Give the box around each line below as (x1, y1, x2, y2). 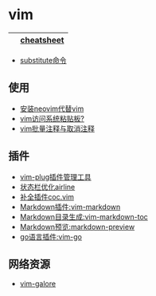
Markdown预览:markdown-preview (19, 222, 135, 231)
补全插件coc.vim (19, 191, 74, 201)
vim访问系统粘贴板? (19, 113, 85, 123)
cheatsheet (20, 34, 64, 45)
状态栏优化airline (19, 182, 76, 191)
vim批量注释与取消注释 (19, 124, 96, 133)
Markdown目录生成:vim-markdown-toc (19, 211, 149, 221)
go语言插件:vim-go (19, 231, 82, 241)
